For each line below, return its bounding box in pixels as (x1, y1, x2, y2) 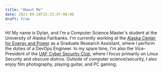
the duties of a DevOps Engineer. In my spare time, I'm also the (5, 45, 134, 52)
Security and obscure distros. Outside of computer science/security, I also (5, 56, 157, 62)
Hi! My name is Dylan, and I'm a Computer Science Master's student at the (5, 30, 158, 36)
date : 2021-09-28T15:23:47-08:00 (5, 12, 74, 17)
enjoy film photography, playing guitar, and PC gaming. (5, 61, 117, 67)
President (5, 51, 25, 57)
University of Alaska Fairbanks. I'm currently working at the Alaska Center (5, 35, 156, 41)
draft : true (5, 16, 30, 21)
